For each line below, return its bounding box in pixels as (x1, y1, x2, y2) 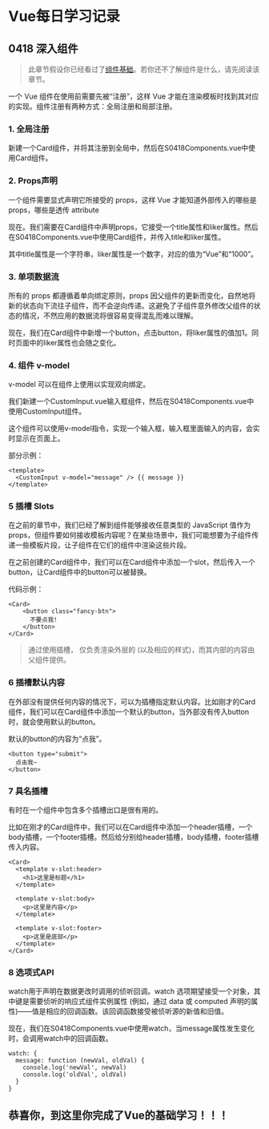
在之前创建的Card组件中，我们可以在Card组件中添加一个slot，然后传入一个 (8, 558, 256, 567)
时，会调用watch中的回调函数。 (8, 1034, 114, 1043)
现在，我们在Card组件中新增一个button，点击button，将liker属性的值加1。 (8, 328, 252, 337)
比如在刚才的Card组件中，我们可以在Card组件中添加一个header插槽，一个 (8, 822, 253, 832)
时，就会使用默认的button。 (8, 716, 100, 726)
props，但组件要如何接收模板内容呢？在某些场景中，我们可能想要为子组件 (8, 530, 252, 540)
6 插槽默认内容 (8, 677, 66, 688)
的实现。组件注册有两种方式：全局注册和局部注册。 (8, 102, 177, 111)
